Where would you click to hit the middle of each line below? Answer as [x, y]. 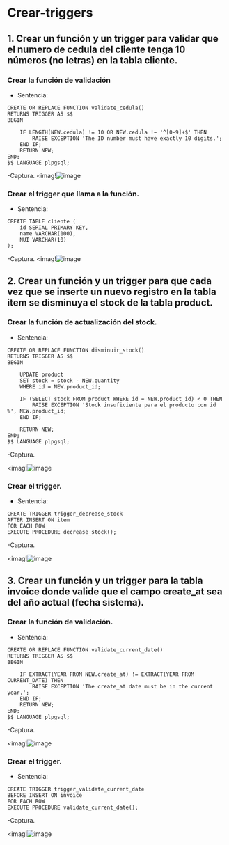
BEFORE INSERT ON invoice [45, 796]
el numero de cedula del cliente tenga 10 [96, 49]
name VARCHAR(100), [48, 234]
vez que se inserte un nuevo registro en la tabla [112, 291]
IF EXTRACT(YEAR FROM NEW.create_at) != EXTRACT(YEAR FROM [107, 674]
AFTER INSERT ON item [39, 520]
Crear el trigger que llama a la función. [73, 194]
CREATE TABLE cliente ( [42, 222]
